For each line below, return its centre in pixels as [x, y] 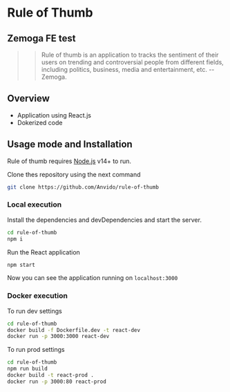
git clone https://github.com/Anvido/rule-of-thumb [83, 187]
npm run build [28, 369]
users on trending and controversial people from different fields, [133, 62]
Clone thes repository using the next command [74, 174]
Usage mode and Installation [70, 144]
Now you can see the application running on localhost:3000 [93, 278]
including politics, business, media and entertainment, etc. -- [128, 69]
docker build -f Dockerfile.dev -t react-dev [74, 330]
